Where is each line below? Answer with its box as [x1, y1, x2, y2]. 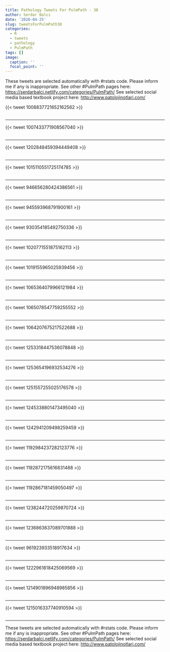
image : [5, 54, 19, 60]
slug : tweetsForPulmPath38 [5, 21, 62, 27]
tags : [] [5, 50, 24, 55]
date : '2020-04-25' [5, 17, 47, 22]
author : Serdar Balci [5, 12, 51, 17]
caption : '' [10, 60, 35, 65]
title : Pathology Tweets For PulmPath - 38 [5, 7, 99, 13]
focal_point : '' [10, 64, 44, 69]
